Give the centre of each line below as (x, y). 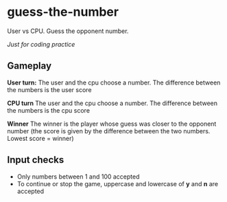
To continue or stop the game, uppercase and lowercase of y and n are (117, 183)
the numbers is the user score (49, 89)
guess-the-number (63, 12)
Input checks (36, 160)
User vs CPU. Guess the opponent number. (68, 31)
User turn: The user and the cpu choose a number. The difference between (114, 82)
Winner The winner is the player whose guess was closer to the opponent (112, 124)
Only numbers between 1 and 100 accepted (78, 177)
